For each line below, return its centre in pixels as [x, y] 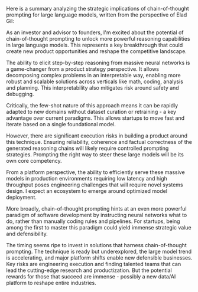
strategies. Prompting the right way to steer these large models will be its [95, 155]
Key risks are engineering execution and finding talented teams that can [94, 264]
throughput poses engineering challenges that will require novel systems [95, 185]
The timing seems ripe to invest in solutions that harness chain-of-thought [97, 245]
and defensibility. [27, 234]
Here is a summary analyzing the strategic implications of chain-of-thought [98, 9]
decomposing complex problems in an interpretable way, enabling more [94, 75]
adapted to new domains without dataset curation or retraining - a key [91, 112]
